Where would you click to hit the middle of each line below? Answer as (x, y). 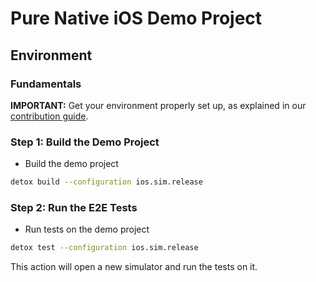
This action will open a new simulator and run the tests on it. (134, 267)
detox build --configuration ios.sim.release (106, 182)
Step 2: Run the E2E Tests (74, 207)
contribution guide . (49, 116)
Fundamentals (46, 84)
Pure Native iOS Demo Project (136, 18)
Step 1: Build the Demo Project (85, 142)
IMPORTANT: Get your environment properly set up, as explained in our (158, 105)
